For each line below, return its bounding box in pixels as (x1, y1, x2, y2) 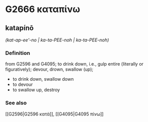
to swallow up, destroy (12, 87, 60, 93)
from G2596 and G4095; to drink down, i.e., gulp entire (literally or (5, 61, 143, 67)
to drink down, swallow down (12, 76, 74, 82)
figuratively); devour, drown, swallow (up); (5, 67, 94, 73)
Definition (5, 49, 30, 56)
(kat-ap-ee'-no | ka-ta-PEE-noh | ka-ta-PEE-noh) (5, 37, 109, 43)
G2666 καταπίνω (5, 4, 80, 15)
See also (5, 99, 27, 106)
